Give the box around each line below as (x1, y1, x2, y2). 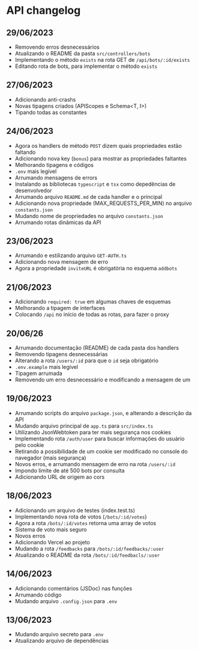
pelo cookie (14, 441, 44, 448)
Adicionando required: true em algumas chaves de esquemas (14, 298, 171, 305)
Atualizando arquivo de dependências (14, 637, 109, 645)
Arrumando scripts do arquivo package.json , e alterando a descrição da (14, 409, 192, 416)
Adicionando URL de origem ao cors (14, 473, 105, 481)
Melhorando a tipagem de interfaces (14, 305, 106, 312)
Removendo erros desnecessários (14, 43, 100, 50)
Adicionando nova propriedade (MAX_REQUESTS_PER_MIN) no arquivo (14, 199, 192, 207)
